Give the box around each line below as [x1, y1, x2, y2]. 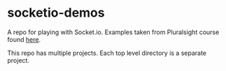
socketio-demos [7, 5, 105, 21]
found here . [7, 35, 41, 43]
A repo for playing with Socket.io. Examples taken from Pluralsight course [7, 28, 220, 36]
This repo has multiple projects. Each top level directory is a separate [7, 49, 207, 57]
